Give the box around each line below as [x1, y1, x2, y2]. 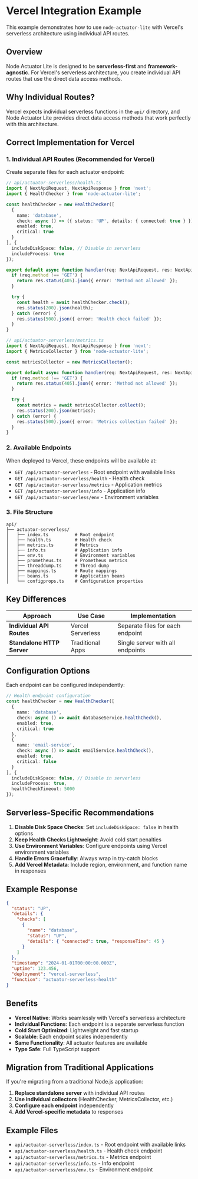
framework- [147, 62, 178, 70]
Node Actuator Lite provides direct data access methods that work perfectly [6, 114, 191, 121]
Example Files [6, 1125, 58, 1135]
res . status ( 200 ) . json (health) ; [16, 305, 94, 311]
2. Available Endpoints [6, 444, 72, 452]
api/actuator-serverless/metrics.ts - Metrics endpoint [14, 1154, 151, 1161]
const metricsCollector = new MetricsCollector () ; [6, 359, 133, 365]
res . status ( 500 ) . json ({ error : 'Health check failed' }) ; [16, 316, 162, 322]
